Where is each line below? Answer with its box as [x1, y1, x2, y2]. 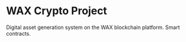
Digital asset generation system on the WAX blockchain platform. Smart [6, 24, 180, 31]
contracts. [6, 30, 31, 37]
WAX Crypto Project [6, 4, 107, 18]
